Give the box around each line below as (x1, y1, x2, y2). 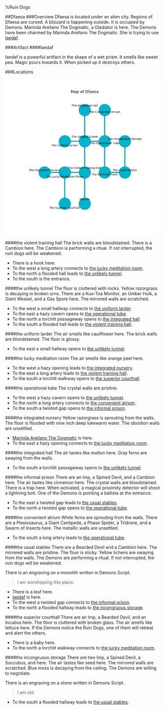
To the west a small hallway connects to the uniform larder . (12, 306, 132, 311)
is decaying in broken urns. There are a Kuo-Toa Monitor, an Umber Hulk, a (5, 291, 157, 296)
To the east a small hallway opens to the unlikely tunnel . (12, 346, 126, 351)
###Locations (5, 69, 33, 75)
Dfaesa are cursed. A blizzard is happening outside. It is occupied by (5, 19, 145, 25)
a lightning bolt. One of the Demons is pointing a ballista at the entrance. (5, 490, 152, 496)
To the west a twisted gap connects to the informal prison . (12, 600, 131, 605)
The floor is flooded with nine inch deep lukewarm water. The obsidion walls (5, 420, 160, 426)
